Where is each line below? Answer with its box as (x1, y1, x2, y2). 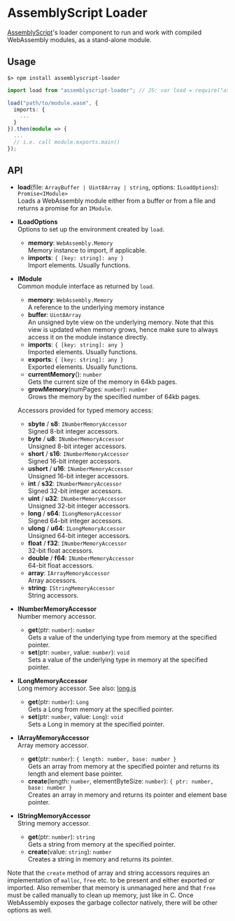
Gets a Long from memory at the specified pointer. (27, 705, 173, 713)
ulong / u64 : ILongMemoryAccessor (27, 524, 126, 532)
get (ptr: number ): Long (27, 698, 90, 706)
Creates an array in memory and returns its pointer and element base (27, 791, 227, 799)
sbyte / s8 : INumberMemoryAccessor (27, 419, 128, 429)
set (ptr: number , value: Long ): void (27, 713, 124, 721)
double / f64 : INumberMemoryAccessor (27, 554, 135, 563)
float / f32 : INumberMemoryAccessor (27, 539, 127, 548)
